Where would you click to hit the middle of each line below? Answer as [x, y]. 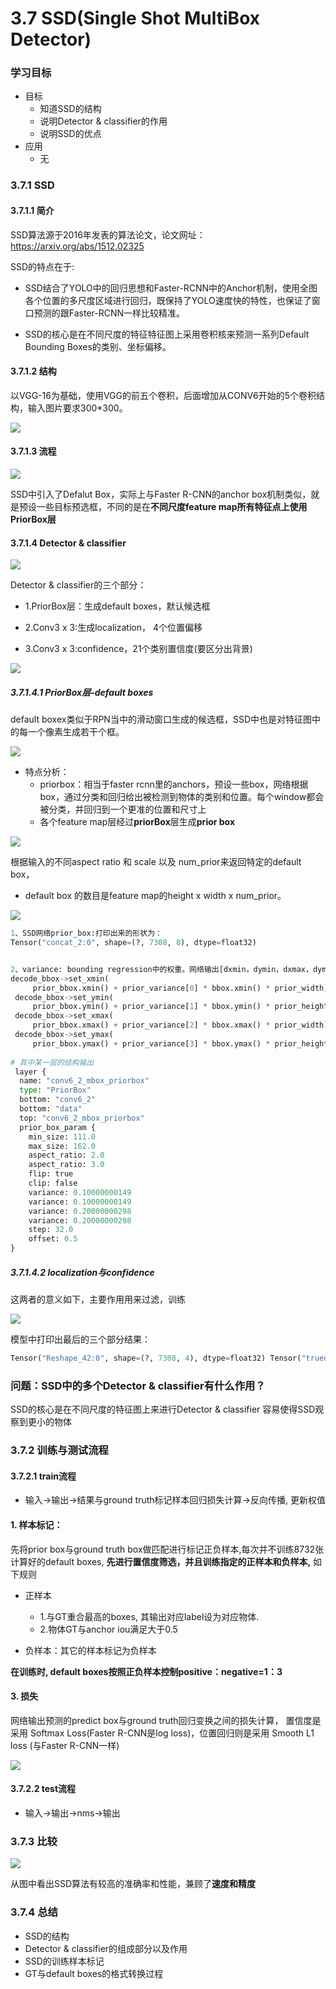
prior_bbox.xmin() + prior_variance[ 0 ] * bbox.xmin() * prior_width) [180, 988]
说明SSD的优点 [70, 134]
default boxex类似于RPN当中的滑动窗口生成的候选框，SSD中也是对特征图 [161, 719]
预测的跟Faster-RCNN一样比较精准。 [109, 313]
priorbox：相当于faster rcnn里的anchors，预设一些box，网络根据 [174, 784]
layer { [30, 1072]
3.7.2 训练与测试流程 [59, 1450]
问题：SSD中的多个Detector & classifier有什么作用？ [138, 1385]
